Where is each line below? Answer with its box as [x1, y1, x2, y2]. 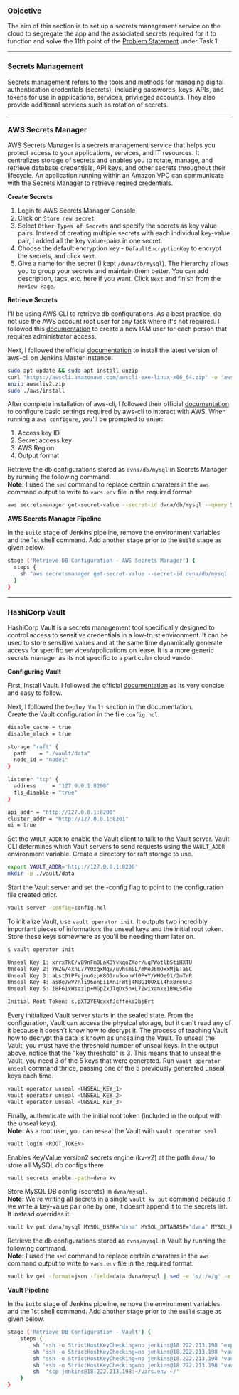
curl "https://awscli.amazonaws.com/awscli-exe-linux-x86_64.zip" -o [7, 373, 218, 381]
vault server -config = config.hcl [7, 904, 107, 912]
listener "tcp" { [7, 776, 59, 783]
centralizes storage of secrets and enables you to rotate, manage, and [7, 156, 213, 164]
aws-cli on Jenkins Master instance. [7, 353, 114, 361]
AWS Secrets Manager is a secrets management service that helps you [7, 141, 216, 149]
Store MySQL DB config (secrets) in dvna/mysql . [7, 1187, 148, 1196]
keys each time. [7, 1071, 54, 1080]
